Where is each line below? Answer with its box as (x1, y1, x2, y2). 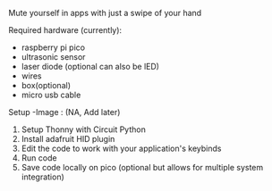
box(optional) (21, 80, 72, 90)
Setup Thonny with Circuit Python (21, 124, 147, 135)
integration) (21, 171, 64, 182)
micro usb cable (21, 89, 81, 100)
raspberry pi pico (21, 42, 86, 53)
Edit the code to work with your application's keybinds (21, 143, 222, 154)
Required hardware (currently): (8, 25, 123, 35)
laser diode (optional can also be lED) (21, 62, 160, 71)
